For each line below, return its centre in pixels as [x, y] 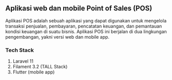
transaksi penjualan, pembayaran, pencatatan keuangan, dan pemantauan [84, 26]
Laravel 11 [23, 61]
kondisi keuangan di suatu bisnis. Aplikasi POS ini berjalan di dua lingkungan [86, 31]
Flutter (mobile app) [34, 72]
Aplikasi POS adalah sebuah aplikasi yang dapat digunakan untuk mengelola [86, 20]
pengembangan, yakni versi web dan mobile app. [57, 37]
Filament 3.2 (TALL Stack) [40, 67]
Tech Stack [20, 50]
